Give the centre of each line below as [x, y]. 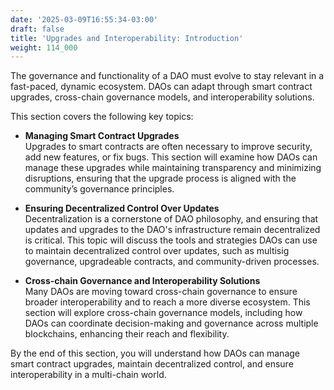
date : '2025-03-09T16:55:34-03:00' [84, 19]
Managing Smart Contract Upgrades [102, 136]
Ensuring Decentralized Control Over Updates [122, 208]
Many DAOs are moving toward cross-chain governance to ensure [161, 292]
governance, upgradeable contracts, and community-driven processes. [172, 262]
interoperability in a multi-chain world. [88, 375]
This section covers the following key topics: [102, 117]
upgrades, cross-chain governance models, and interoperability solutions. [162, 97]
